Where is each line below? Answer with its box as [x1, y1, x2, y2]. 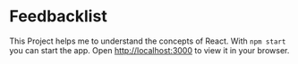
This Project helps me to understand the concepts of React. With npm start [9, 36, 286, 46]
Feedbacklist [9, 6, 107, 27]
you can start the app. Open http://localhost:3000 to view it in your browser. [9, 44, 290, 55]
